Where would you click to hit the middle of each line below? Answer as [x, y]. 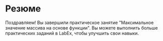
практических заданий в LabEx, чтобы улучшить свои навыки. [72, 33]
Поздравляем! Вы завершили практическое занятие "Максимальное [79, 22]
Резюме [23, 9]
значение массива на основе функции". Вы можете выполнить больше [81, 27]
